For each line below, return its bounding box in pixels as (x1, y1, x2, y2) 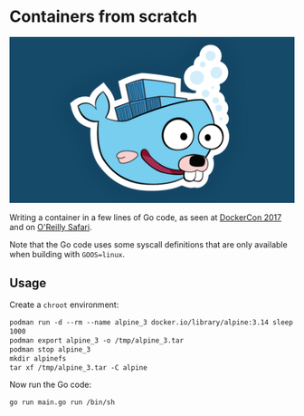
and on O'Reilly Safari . (9, 222, 92, 233)
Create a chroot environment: (9, 299, 119, 310)
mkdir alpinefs (9, 354, 67, 363)
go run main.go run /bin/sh (9, 398, 116, 407)
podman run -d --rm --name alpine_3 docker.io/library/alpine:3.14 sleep (9, 318, 294, 327)
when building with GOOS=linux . (9, 249, 125, 260)
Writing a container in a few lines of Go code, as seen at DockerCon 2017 (9, 212, 282, 223)
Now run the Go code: (9, 379, 92, 391)
